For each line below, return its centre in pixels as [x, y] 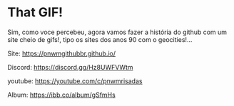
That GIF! [35, 12]
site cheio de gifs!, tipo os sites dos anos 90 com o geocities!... [100, 39]
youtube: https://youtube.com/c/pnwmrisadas [75, 81]
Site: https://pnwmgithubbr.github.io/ [62, 53]
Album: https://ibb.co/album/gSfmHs [61, 95]
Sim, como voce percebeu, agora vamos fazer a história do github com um [117, 32]
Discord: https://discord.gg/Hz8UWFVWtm [70, 67]
